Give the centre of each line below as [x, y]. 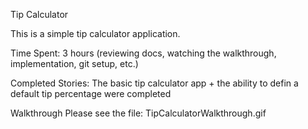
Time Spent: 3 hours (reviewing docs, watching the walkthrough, [143, 53]
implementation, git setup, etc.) [74, 63]
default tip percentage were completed [91, 93]
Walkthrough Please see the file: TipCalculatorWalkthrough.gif [138, 113]
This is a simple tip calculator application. [95, 33]
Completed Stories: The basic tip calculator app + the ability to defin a [154, 83]
